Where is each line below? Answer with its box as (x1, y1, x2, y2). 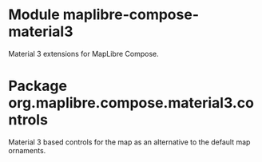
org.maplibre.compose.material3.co (8, 94, 254, 113)
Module (8, 6, 60, 24)
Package (8, 77, 68, 95)
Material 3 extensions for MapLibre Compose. (8, 49, 160, 58)
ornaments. (8, 145, 46, 155)
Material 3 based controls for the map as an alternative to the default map (8, 137, 251, 147)
